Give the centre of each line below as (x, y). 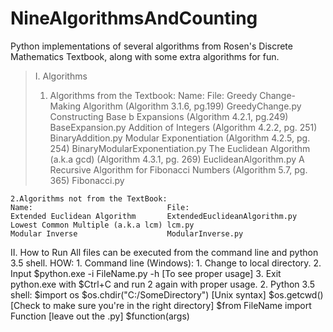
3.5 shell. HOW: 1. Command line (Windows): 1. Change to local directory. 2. (166, 263)
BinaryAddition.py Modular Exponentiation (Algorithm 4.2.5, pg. (180, 138)
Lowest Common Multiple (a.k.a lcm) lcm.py (102, 225)
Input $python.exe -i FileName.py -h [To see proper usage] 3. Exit (146, 273)
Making (65, 106)
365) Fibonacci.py (87, 180)
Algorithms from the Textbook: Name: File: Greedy (153, 95)
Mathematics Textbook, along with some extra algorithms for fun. (145, 56)
